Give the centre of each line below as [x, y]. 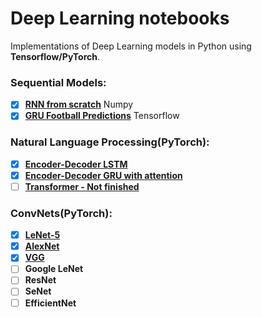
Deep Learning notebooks [120, 18]
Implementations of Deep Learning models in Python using [131, 46]
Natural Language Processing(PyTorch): [110, 142]
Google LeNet [54, 269]
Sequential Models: [58, 82]
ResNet [40, 280]
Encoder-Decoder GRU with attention [103, 175]
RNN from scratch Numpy [79, 104]
